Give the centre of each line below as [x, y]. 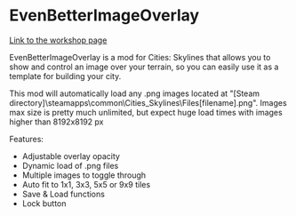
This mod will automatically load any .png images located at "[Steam [135, 93]
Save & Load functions [63, 194]
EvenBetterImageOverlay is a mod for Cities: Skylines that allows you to [140, 57]
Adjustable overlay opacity [71, 156]
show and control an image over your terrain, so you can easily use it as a [144, 67]
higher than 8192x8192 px [56, 122]
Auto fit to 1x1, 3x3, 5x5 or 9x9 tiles [86, 184]
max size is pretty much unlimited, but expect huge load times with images [146, 112]
